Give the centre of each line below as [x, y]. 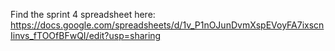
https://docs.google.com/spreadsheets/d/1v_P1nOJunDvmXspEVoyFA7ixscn [167, 25]
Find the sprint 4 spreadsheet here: [83, 14]
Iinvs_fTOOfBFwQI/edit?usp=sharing [86, 35]
